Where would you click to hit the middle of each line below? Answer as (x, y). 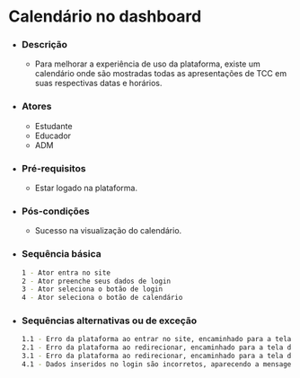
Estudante (53, 126)
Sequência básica (61, 254)
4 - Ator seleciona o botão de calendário (102, 298)
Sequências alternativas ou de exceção (109, 321)
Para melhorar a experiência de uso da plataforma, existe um (148, 64)
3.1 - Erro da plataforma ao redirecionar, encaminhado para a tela (152, 356)
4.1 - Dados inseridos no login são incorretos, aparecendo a (140, 365)
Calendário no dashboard (105, 17)
